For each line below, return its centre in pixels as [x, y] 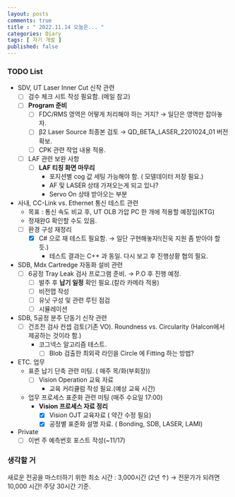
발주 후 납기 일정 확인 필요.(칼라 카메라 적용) [99, 282]
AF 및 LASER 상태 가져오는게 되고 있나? [104, 185]
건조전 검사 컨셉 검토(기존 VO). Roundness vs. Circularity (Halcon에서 [126, 327]
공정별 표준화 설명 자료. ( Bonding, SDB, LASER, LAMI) [126, 424]
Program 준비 [47, 105]
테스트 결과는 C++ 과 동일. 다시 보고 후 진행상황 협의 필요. [128, 256]
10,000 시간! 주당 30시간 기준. [49, 486]
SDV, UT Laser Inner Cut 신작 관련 [66, 88]
